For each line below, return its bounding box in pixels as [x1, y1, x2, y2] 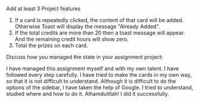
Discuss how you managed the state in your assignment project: [6, 54, 163, 60]
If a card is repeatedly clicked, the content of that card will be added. [14, 17, 184, 23]
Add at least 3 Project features [6, 5, 81, 12]
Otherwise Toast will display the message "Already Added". [14, 23, 160, 30]
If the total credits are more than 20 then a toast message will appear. [14, 29, 185, 36]
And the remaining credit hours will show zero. [14, 36, 129, 42]
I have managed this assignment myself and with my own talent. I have [6, 65, 179, 72]
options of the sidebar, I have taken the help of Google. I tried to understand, [6, 84, 194, 91]
